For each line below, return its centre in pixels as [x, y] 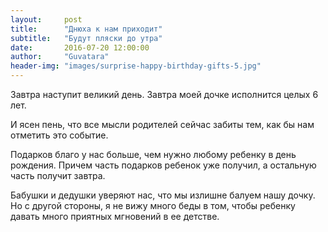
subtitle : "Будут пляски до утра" [86, 38]
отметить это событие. [59, 135]
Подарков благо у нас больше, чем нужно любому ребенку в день [153, 154]
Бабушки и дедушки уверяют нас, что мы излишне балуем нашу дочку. [163, 195]
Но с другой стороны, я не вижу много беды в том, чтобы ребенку [153, 205]
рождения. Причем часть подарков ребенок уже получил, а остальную [163, 165]
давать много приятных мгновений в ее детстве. [115, 216]
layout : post [46, 19]
